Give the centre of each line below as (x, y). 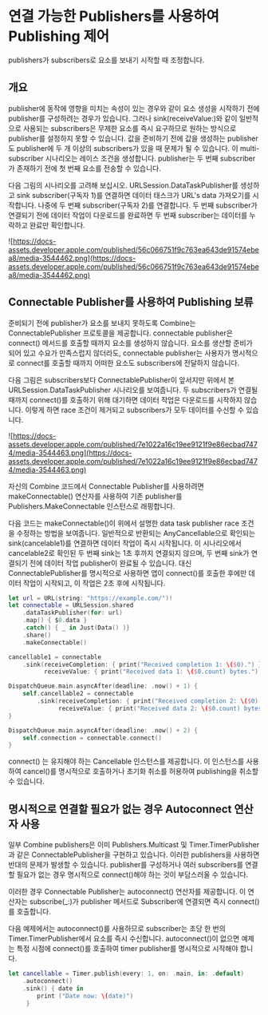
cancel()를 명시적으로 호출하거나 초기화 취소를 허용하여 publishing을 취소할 (141, 771)
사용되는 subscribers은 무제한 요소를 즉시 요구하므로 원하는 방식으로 (130, 128)
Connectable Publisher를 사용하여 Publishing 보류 (131, 302)
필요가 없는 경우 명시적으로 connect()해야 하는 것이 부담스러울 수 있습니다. (132, 874)
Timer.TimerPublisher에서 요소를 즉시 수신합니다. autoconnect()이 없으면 (124, 938)
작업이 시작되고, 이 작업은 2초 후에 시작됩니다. (94, 583)
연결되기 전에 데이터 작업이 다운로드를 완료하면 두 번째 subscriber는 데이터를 (128, 215)
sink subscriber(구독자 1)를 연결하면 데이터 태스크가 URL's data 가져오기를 (134, 195)
